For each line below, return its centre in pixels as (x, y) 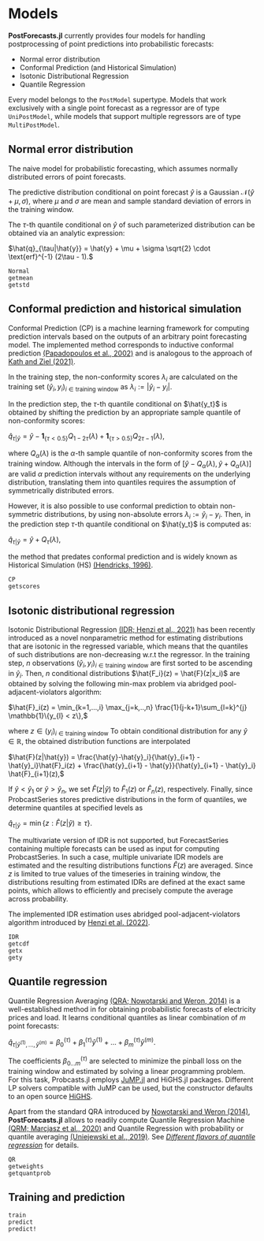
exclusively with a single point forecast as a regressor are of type (114, 108)
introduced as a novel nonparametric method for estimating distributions (126, 637)
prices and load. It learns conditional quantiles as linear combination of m (127, 1017)
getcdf (19, 944)
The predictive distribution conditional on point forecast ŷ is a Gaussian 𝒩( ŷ (131, 192)
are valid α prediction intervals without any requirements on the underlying (129, 474)
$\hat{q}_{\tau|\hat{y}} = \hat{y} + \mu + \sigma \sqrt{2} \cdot (110, 248)
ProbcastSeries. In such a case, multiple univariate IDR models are (116, 856)
